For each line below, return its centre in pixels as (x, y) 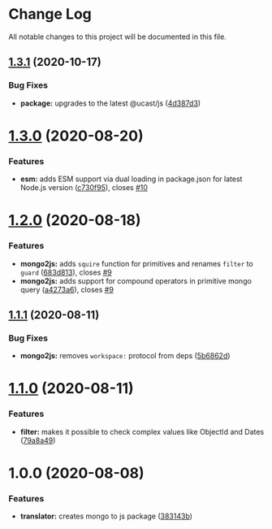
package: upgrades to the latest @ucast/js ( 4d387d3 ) (110, 103)
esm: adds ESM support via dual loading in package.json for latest (131, 179)
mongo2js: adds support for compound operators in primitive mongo (136, 280)
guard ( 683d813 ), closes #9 (66, 272)
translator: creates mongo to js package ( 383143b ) (106, 516)
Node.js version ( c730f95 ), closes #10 (84, 188)
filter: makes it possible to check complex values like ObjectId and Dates (142, 431)
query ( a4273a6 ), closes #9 (67, 289)
